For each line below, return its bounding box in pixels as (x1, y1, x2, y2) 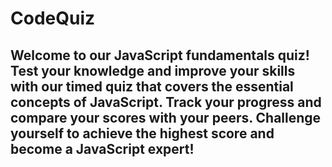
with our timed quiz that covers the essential (10, 78, 294, 95)
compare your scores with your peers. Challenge (10, 109, 322, 126)
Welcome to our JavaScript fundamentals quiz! (10, 47, 310, 64)
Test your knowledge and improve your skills (10, 62, 296, 79)
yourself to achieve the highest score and (10, 125, 275, 142)
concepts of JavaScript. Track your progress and (10, 93, 322, 111)
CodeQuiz (10, 7, 96, 30)
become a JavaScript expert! (10, 140, 195, 157)
